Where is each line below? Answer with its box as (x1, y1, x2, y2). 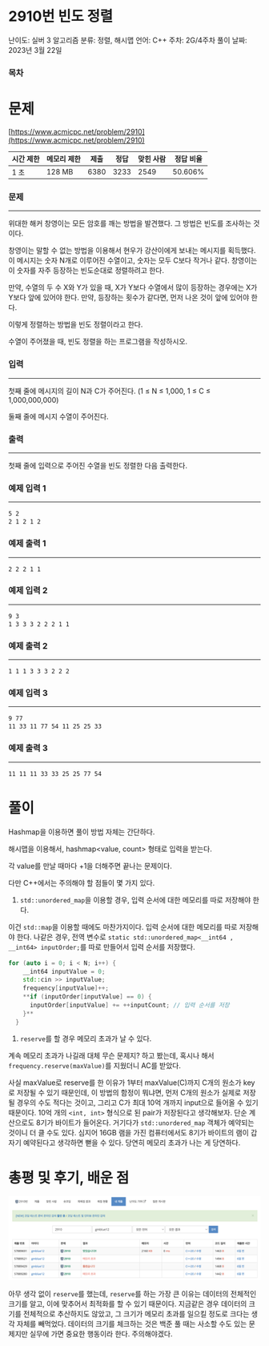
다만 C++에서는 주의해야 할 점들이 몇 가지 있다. (8, 878, 155, 887)
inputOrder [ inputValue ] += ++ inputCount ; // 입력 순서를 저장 (29, 1002, 230, 1010)
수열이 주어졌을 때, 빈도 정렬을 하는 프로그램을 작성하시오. (8, 337, 188, 347)
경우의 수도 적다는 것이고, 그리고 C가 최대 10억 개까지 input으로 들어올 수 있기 (16, 1098, 259, 1107)
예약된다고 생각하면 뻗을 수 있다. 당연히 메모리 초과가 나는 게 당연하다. (22, 1138, 241, 1147)
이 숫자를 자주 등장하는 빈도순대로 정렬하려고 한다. (8, 266, 165, 275)
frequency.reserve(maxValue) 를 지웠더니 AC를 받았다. (8, 1060, 182, 1070)
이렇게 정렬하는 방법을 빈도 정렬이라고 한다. (8, 319, 143, 329)
